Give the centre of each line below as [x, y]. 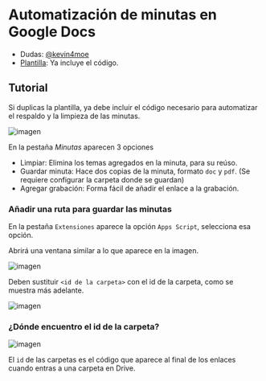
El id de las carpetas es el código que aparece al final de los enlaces [122, 360]
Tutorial [28, 88]
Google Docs [52, 32]
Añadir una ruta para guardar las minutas [90, 209]
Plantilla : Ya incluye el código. [69, 63]
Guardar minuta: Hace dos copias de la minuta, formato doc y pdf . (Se [135, 171]
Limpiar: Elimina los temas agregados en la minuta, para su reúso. [129, 162]
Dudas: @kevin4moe [55, 54]
